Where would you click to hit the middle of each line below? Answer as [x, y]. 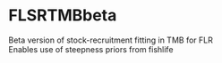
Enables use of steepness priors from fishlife [91, 49]
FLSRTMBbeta [63, 16]
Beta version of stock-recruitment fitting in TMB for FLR [111, 40]
